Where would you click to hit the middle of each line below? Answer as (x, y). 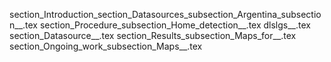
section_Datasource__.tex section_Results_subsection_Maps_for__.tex (153, 35)
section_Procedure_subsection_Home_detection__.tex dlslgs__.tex (175, 25)
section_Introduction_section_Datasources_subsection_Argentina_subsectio (165, 14)
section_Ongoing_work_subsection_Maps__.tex (106, 46)
